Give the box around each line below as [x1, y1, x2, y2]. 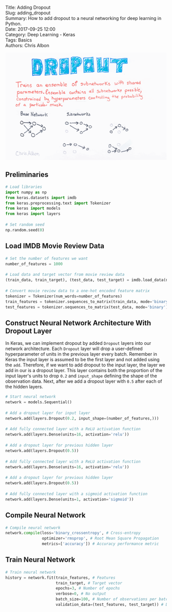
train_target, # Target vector [55, 580, 123, 585]
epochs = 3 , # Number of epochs [55, 586, 120, 591]
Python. [5, 20, 22, 27]
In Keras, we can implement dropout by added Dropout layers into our [5, 340, 152, 346]
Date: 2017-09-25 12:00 [5, 26, 56, 32]
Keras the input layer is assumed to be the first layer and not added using [5, 357, 160, 363]
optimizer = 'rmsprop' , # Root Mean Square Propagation [41, 536, 159, 541]
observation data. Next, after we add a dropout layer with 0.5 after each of [5, 378, 162, 384]
